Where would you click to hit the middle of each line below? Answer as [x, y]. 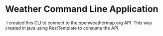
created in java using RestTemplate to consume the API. [62, 28]
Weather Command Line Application [82, 9]
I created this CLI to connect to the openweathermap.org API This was [79, 23]
